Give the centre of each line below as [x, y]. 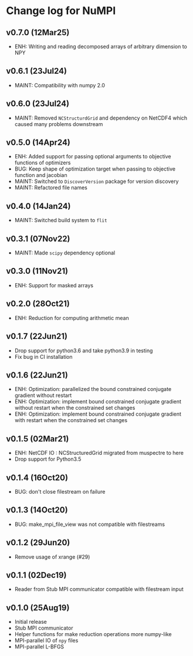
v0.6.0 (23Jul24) [38, 104]
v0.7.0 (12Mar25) [38, 33]
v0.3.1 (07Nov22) [38, 239]
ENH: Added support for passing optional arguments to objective [93, 157]
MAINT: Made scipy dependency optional [65, 253]
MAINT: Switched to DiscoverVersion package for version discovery [97, 181]
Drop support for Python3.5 [48, 459]
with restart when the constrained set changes [71, 420]
